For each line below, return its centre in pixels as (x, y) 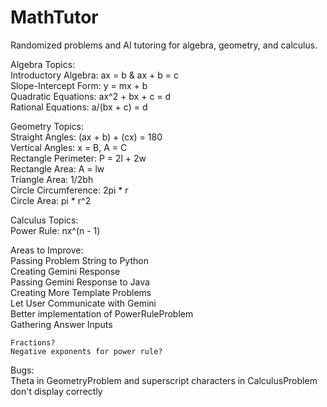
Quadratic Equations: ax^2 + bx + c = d (91, 96)
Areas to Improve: (47, 250)
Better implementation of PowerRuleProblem (102, 313)
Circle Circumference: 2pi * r (69, 190)
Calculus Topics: (44, 220)
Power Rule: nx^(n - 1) (55, 230)
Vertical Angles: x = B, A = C (69, 147)
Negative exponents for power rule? (86, 351)
